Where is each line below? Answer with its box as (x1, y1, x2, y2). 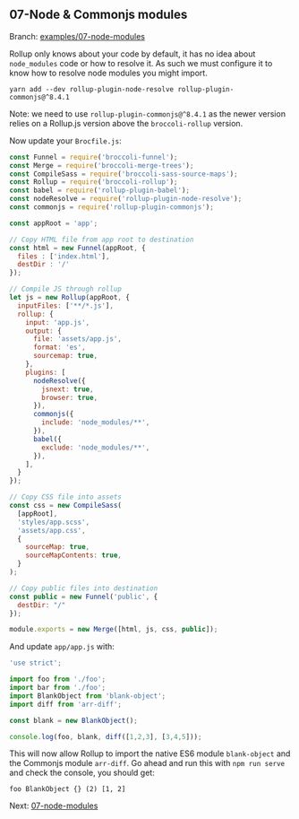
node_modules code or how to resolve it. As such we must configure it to (9, 57, 273, 68)
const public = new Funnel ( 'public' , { (9, 592, 158, 601)
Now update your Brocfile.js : (9, 135, 123, 146)
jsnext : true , (41, 385, 94, 394)
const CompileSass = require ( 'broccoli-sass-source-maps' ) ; (9, 170, 239, 179)
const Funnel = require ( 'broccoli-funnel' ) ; (9, 152, 178, 161)
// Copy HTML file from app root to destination (9, 235, 194, 244)
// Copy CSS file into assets (9, 492, 123, 501)
